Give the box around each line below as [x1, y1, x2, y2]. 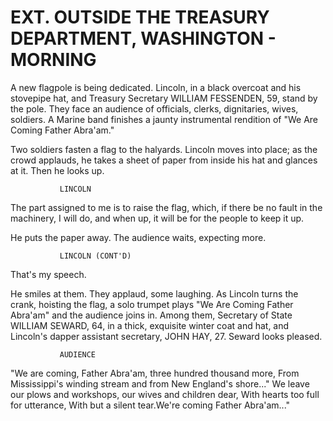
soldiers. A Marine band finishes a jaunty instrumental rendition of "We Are [10, 113, 319, 125]
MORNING [10, 49, 97, 71]
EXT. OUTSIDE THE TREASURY [10, 6, 270, 29]
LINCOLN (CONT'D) [59, 251, 132, 261]
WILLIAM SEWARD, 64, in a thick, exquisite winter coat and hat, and [10, 319, 290, 331]
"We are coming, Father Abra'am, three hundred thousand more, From [10, 367, 300, 379]
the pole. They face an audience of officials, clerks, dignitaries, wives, [10, 102, 299, 115]
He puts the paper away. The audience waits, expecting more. [10, 231, 267, 243]
